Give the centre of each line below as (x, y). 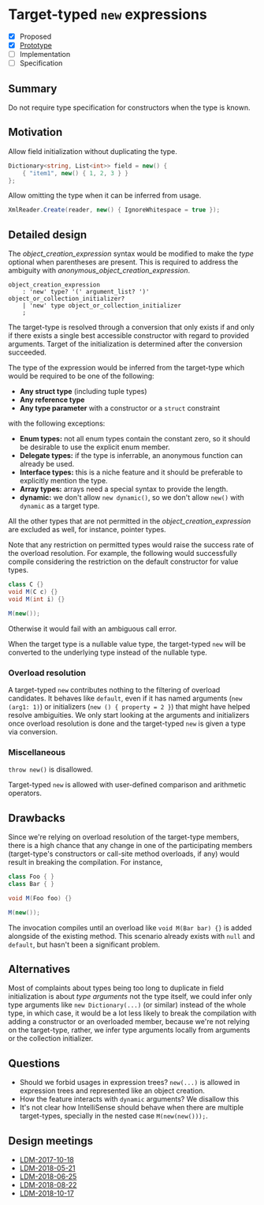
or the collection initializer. (51, 1038)
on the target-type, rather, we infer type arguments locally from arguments (129, 1030)
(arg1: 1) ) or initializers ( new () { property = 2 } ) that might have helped (129, 706)
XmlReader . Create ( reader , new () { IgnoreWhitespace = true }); (114, 210)
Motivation (35, 132)
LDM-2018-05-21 (47, 1168)
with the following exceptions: (57, 423)
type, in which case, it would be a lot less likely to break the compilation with (132, 1013)
